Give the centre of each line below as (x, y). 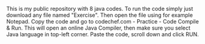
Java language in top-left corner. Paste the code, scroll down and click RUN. (102, 34)
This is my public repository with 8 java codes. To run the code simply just (100, 9)
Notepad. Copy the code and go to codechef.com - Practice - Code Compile (102, 21)
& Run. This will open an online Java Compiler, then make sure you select (99, 28)
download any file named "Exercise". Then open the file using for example (100, 15)
